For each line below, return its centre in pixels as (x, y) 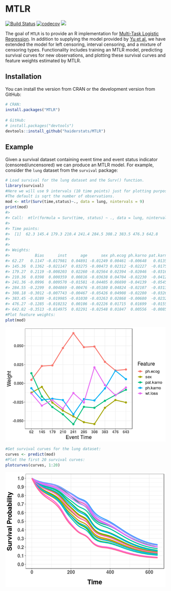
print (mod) (17, 207)
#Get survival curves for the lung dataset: (53, 449)
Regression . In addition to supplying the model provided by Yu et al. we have (85, 39)
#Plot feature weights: (31, 315)
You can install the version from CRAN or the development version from (80, 89)
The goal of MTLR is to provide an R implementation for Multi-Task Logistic (82, 33)
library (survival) (25, 186)
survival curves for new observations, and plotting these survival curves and (85, 55)
